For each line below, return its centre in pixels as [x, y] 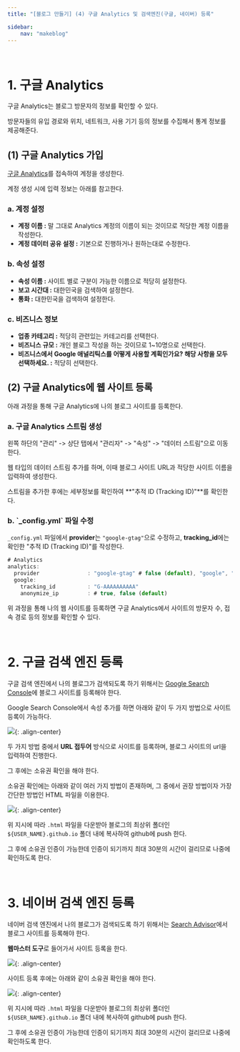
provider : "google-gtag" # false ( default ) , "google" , [121, 574]
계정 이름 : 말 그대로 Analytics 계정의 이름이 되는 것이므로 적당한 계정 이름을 [123, 226]
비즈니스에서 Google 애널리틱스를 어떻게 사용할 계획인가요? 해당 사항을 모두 [123, 354]
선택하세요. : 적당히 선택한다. [58, 363]
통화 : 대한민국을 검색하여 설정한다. [66, 299]
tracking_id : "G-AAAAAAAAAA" [80, 587]
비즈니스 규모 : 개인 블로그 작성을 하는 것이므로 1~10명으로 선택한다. [111, 345]
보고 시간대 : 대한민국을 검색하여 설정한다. [76, 289]
